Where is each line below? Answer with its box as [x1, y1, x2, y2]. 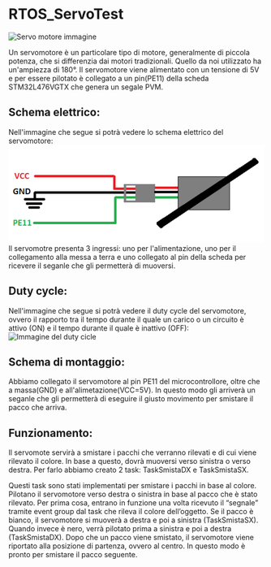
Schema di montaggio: [8, 355, 126, 370]
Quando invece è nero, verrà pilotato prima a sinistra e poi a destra [8, 524, 232, 534]
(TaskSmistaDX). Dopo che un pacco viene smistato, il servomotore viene [8, 533, 254, 543]
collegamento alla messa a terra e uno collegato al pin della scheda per [8, 252, 247, 262]
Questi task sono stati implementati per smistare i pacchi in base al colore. [8, 481, 257, 491]
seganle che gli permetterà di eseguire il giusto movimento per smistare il [8, 394, 254, 404]
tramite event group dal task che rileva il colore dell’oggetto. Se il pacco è [8, 507, 254, 517]
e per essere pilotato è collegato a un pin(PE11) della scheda [8, 73, 209, 83]
